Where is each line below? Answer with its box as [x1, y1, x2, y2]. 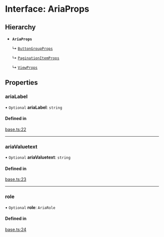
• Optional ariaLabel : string [5, 104, 62, 110]
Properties [5, 78, 38, 87]
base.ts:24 [5, 226, 27, 232]
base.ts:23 [5, 176, 27, 182]
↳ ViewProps [12, 65, 38, 70]
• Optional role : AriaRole [5, 204, 56, 210]
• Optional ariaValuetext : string [5, 154, 71, 160]
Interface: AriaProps [5, 3, 89, 15]
